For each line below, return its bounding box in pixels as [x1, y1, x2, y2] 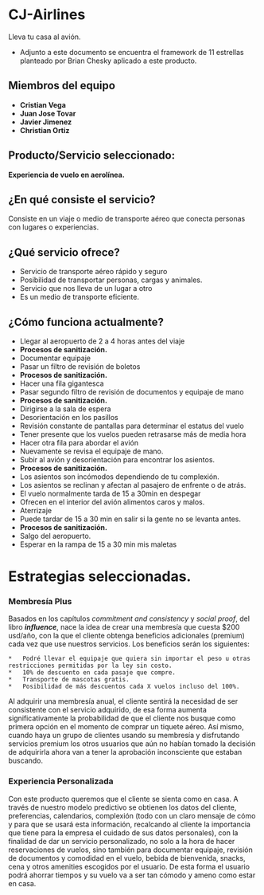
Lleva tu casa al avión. [8, 32, 81, 41]
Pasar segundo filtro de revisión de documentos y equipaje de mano [19, 387, 244, 396]
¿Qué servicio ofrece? [8, 245, 121, 259]
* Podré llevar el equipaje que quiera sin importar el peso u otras [8, 655, 250, 663]
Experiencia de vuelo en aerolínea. [8, 170, 125, 179]
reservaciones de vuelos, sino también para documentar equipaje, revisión [8, 845, 253, 854]
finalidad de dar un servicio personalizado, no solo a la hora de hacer [8, 836, 235, 846]
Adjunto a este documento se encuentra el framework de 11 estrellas [19, 47, 244, 57]
